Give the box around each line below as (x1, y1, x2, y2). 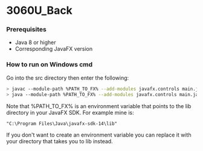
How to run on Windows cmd (6, 60, 93, 69)
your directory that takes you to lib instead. (6, 137, 113, 145)
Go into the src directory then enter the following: (6, 74, 129, 82)
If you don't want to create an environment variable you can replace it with (6, 131, 192, 138)
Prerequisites (6, 25, 47, 34)
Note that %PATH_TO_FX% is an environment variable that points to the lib (6, 102, 192, 109)
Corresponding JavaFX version (14, 45, 93, 53)
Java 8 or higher (14, 39, 56, 46)
